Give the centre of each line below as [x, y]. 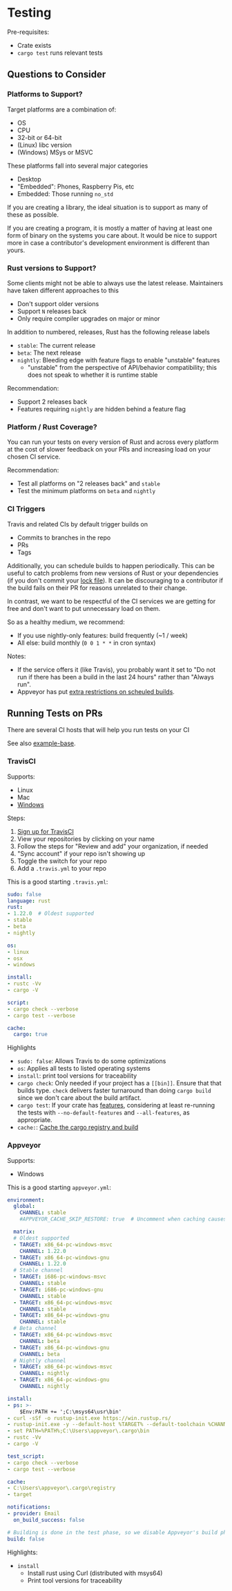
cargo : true [31, 1034]
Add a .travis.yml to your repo [62, 868]
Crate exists [34, 45]
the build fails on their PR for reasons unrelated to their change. [97, 587]
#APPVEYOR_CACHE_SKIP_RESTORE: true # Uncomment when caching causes [123, 1219]
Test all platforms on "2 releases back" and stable [89, 483]
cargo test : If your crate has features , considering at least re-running [116, 1105]
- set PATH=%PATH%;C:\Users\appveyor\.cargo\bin [78, 1431]
